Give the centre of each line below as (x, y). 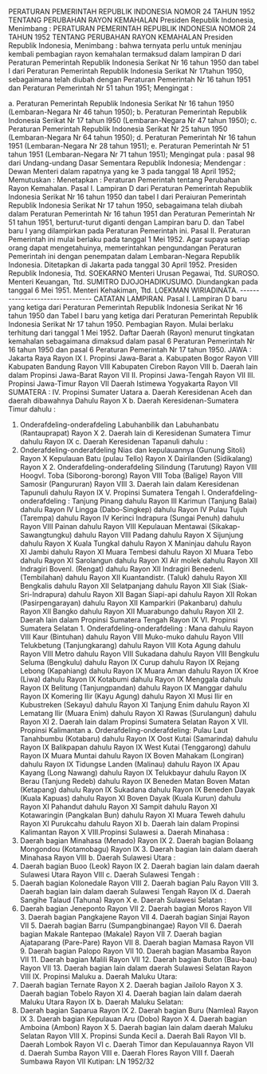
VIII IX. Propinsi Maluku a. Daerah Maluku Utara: (98, 977)
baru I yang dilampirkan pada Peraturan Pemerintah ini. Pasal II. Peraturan (130, 231)
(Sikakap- (224, 526)
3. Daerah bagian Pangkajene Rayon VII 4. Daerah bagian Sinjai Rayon (134, 917)
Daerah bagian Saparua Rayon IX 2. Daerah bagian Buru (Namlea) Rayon (139, 1010)
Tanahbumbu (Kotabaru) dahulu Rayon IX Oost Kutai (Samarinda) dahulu (138, 739)
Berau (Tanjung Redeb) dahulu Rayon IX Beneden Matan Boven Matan (135, 781)
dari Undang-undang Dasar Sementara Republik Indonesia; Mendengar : (127, 163)
